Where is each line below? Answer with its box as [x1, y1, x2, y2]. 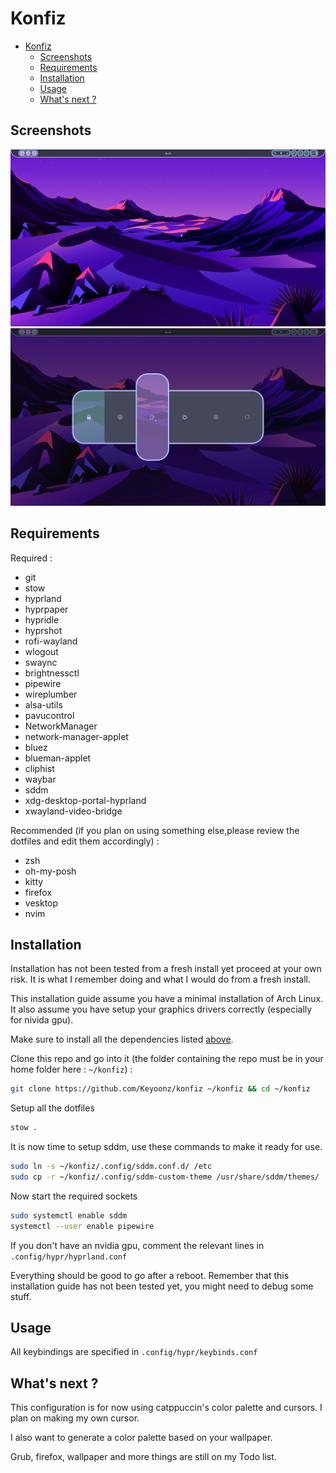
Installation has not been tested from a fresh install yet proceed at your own [10, 963, 322, 975]
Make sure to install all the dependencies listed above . [10, 1033, 234, 1046]
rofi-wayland [24, 635, 78, 647]
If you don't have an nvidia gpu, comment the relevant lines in [10, 1239, 265, 1251]
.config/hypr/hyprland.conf [10, 1252, 128, 1262]
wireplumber [24, 688, 78, 700]
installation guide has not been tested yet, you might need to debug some [10, 1280, 314, 1292]
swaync [24, 656, 58, 668]
